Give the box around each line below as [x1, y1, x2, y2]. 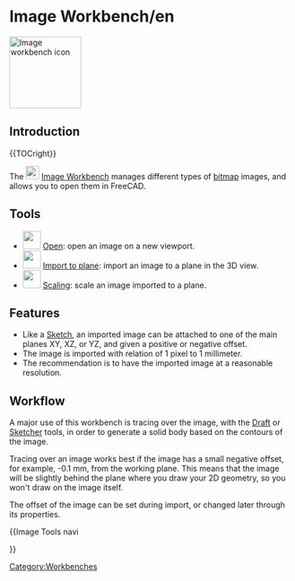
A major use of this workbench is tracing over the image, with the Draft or [9, 417, 281, 428]
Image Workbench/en [9, 6, 175, 27]
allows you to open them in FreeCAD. [9, 180, 146, 191]
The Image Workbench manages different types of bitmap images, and [9, 170, 287, 181]
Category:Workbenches [9, 561, 98, 572]
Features [9, 305, 60, 320]
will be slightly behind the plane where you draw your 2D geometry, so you [9, 473, 286, 483]
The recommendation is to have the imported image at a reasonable [22, 358, 273, 369]
